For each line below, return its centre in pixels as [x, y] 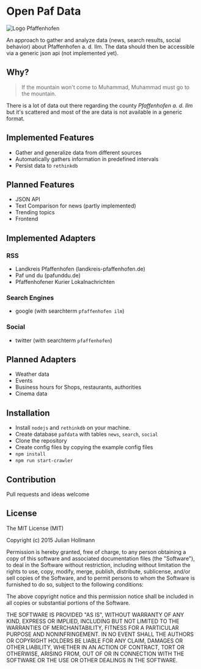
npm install [30, 454]
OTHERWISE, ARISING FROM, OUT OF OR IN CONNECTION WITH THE [95, 654]
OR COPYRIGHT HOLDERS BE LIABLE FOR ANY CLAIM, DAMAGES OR [95, 640]
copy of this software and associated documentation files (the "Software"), [101, 558]
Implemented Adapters [51, 238]
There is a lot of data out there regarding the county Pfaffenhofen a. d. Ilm [100, 105]
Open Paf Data [44, 11]
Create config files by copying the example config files [84, 447]
